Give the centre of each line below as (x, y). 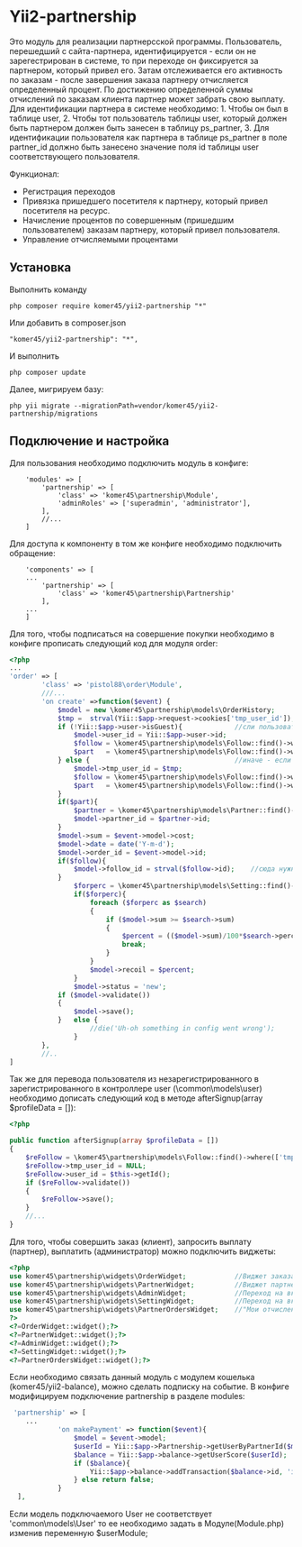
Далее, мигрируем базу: (57, 389)
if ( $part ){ (78, 802)
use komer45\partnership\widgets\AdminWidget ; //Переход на (146, 1293)
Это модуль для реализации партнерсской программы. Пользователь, (146, 41)
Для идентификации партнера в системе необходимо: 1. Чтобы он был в (149, 108)
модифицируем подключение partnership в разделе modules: (127, 1396)
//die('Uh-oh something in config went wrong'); (182, 1029)
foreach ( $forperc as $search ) (148, 902)
